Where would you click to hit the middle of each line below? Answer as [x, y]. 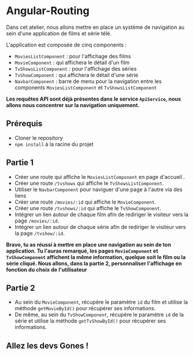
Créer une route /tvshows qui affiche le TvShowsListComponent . [89, 183]
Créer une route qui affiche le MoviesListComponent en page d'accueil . [100, 177]
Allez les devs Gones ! [47, 346]
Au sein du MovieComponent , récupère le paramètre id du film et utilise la [101, 302]
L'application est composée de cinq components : [66, 45]
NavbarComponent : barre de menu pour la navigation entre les [88, 81]
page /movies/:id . [37, 220]
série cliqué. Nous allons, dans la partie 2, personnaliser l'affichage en [94, 263]
